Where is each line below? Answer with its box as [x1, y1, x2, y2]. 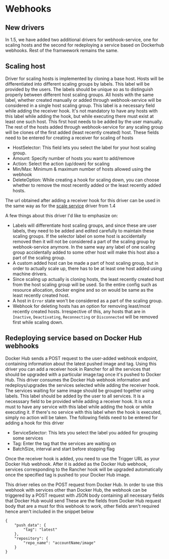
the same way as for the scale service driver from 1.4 [5, 203, 116, 209]
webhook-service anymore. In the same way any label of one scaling [12, 244, 156, 250]
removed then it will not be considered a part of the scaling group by [12, 238, 155, 245]
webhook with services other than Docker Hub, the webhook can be [5, 487, 147, 493]
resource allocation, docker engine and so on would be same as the [12, 287, 154, 293]
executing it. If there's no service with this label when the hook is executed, [5, 409, 162, 415]
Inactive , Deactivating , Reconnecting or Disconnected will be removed [12, 313, 158, 320]
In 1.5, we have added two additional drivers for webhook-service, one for [5, 36, 158, 43]
